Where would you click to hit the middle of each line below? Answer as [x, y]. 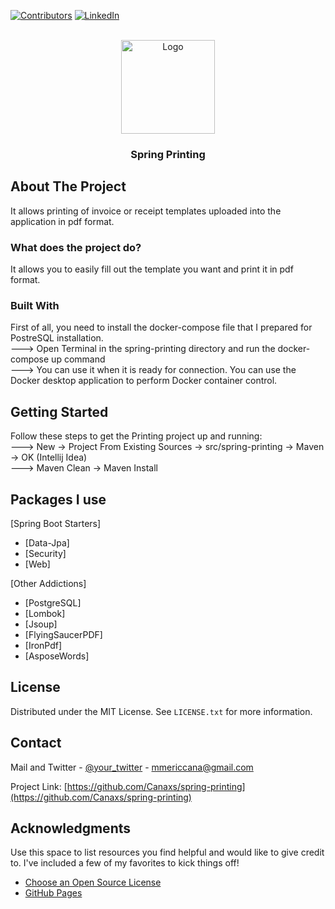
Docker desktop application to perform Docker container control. [144, 381]
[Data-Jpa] [47, 542]
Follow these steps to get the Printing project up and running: [136, 436]
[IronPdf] [43, 645]
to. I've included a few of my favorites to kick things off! [125, 863]
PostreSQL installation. [57, 338]
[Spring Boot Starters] [56, 523]
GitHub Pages [53, 893]
